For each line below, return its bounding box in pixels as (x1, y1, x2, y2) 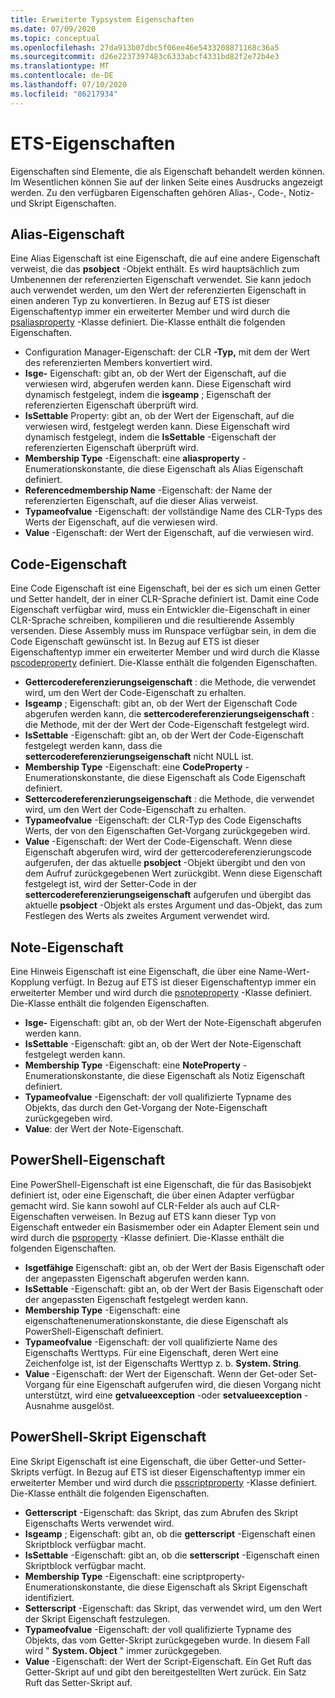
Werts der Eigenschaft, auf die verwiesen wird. (24, 516, 218, 528)
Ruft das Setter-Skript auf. (24, 1676, 133, 1688)
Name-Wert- (258, 966, 310, 977)
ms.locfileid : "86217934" (10, 89, 118, 99)
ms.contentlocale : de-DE (10, 71, 114, 81)
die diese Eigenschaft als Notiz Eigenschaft (127, 1070, 306, 1081)
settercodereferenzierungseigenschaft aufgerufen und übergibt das (24, 889, 312, 901)
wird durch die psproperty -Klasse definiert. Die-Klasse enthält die (10, 1231, 285, 1243)
